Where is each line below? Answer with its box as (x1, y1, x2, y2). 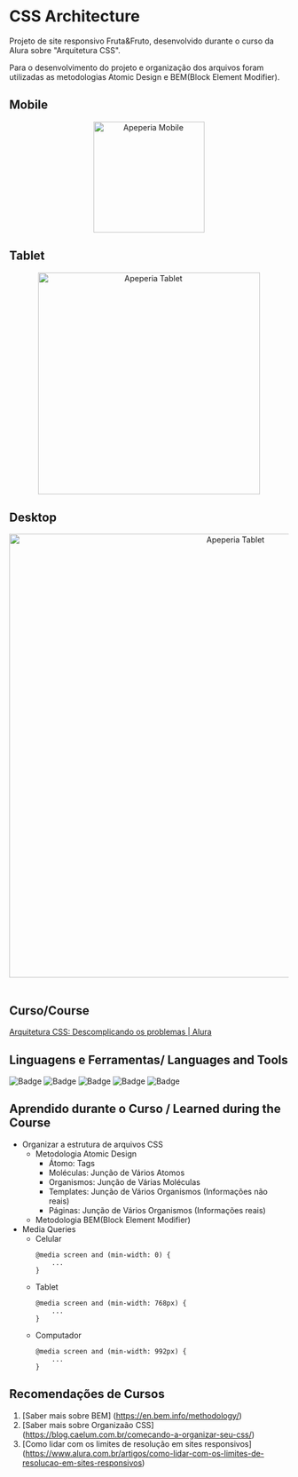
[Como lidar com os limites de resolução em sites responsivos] (21, 1438, 253, 1449)
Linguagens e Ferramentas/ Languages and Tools (9, 1052, 288, 1067)
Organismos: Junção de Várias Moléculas (48, 1176, 201, 1187)
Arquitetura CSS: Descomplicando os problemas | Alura (9, 1027, 212, 1038)
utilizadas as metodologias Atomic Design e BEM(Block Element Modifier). (9, 71, 280, 82)
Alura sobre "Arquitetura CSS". (9, 44, 122, 55)
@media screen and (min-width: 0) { (35, 1250, 171, 1260)
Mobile (9, 98, 49, 113)
